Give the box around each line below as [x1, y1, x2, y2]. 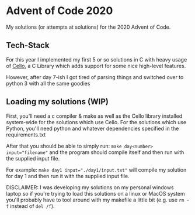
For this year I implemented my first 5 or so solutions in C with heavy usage [6, 56, 187, 63]
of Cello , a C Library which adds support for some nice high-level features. [6, 62, 186, 69]
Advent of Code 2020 [6, 4, 113, 18]
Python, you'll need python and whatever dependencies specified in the [6, 125, 179, 132]
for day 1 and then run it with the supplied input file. [6, 172, 130, 179]
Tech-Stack [6, 40, 50, 50]
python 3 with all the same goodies [6, 80, 90, 87]
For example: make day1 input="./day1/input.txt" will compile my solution [6, 166, 187, 173]
